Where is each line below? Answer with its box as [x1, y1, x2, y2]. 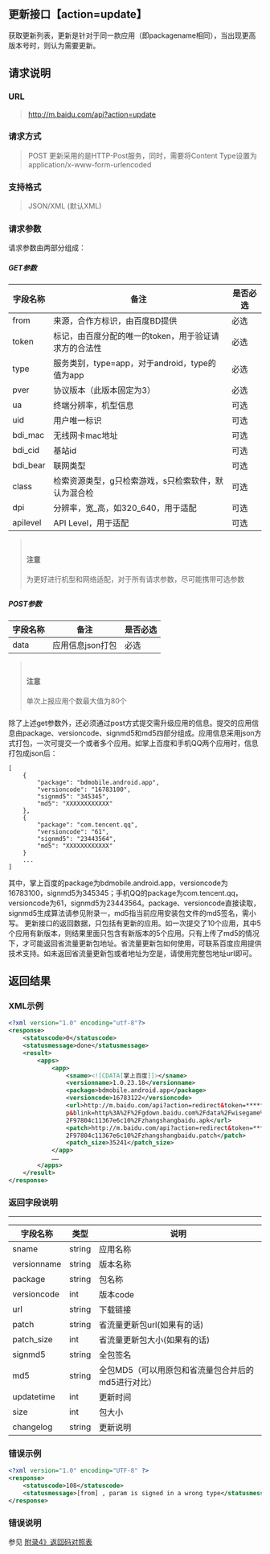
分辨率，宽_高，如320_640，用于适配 [53, 502, 197, 513]
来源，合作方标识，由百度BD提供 [53, 315, 178, 327]
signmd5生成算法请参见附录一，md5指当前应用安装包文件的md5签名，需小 [8, 908, 257, 917]
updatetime [12, 1391, 55, 1402]
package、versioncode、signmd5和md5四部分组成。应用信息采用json [22, 728, 255, 738]
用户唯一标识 [53, 415, 102, 427]
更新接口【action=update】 [8, 7, 147, 22]
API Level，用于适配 [53, 517, 129, 529]
